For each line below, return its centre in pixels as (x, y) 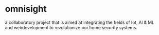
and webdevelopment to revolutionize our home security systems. (71, 27)
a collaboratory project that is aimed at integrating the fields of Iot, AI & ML (80, 22)
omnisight (26, 9)
